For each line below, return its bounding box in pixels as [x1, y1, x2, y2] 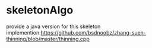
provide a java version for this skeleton [6, 23, 101, 30]
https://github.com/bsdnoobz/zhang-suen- [40, 29, 147, 36]
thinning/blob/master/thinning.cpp [6, 35, 90, 42]
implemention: [6, 29, 42, 36]
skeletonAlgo [6, 4, 74, 17]
